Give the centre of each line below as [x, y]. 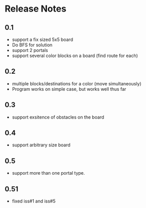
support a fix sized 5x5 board [43, 39]
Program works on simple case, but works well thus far [69, 89]
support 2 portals [30, 50]
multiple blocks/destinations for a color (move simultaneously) [77, 83]
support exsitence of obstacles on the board [58, 117]
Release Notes [35, 9]
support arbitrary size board [41, 145]
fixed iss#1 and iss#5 [34, 201]
